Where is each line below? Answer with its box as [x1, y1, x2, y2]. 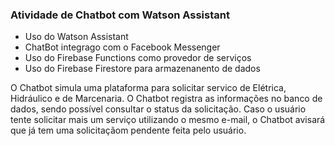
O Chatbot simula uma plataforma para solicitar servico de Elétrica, [10, 82, 287, 94]
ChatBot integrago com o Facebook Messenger [24, 41, 221, 53]
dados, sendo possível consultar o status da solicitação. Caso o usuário [10, 103, 307, 115]
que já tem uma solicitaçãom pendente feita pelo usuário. [10, 124, 247, 137]
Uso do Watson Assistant [24, 31, 129, 43]
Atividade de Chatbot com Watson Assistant [10, 8, 230, 22]
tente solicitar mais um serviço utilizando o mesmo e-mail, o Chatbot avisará [10, 114, 326, 126]
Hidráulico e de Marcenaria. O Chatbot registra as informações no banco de [10, 93, 323, 105]
